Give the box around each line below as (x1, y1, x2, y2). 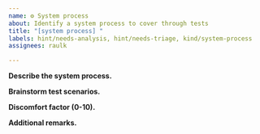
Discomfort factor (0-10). (8, 103, 96, 112)
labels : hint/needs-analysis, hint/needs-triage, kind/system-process (8, 34, 253, 43)
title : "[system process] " (8, 27, 104, 35)
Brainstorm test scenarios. (8, 86, 101, 97)
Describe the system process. (8, 71, 112, 81)
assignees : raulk (8, 42, 67, 50)
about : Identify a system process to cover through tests (8, 19, 209, 27)
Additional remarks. (8, 118, 77, 128)
